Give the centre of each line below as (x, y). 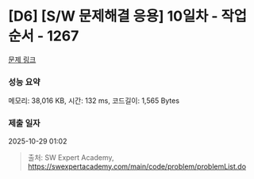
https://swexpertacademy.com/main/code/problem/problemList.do (137, 166)
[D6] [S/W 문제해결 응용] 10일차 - (113, 16)
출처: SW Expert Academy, (71, 157)
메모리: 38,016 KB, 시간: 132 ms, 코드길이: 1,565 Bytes (94, 101)
